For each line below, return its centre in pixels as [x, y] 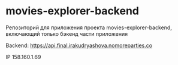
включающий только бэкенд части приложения [67, 33]
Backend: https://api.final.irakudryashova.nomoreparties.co [79, 45]
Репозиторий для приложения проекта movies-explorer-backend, [89, 27]
